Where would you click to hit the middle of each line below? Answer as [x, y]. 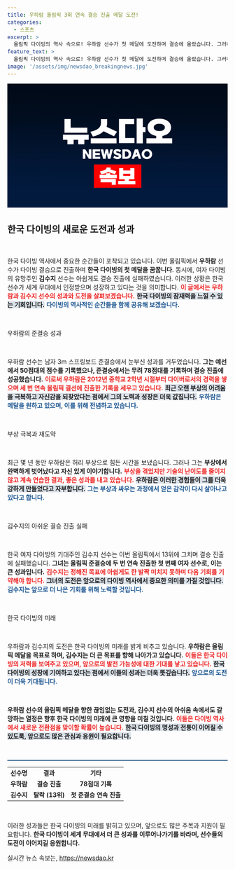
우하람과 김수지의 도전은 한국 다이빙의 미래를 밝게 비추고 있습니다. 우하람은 [109, 646]
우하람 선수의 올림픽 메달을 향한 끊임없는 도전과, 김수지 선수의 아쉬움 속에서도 [111, 710]
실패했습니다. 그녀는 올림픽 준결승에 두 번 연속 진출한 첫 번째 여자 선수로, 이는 [118, 563]
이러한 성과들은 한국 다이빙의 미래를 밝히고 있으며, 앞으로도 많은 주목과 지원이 [113, 825]
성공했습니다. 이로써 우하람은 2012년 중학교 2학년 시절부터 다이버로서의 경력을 [114, 379]
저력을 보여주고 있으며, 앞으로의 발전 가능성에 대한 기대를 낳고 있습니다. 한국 [122, 664]
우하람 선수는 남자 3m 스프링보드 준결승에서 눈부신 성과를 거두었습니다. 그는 [111, 362]
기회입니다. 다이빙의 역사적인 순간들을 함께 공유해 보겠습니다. [97, 305]
